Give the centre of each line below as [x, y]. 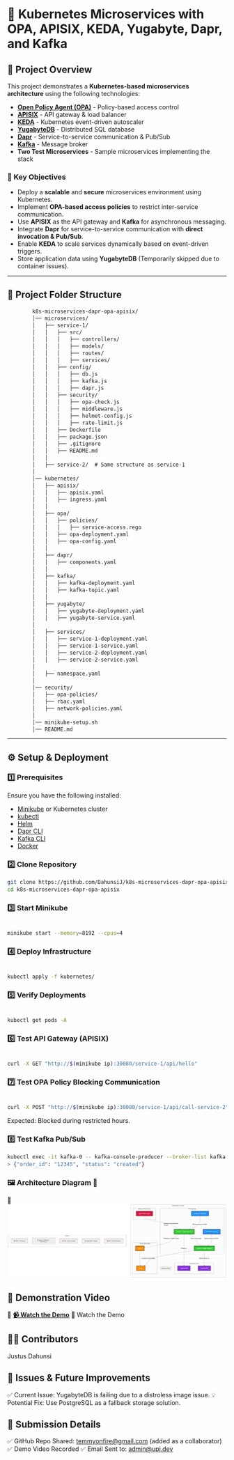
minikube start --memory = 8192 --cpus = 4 [65, 933]
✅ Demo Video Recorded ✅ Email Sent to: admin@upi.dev [90, 1449]
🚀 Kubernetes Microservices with [106, 14]
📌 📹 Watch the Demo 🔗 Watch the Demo [66, 1315]
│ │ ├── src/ [57, 333]
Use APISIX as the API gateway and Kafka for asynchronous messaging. [122, 222]
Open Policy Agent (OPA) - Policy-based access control [98, 107]
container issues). [43, 266]
